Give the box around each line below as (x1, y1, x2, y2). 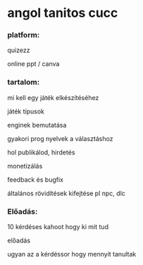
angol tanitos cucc (7, 5, 118, 21)
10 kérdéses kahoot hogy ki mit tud (7, 223, 109, 231)
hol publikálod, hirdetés (7, 148, 75, 156)
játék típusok (7, 107, 44, 116)
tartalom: (7, 78, 40, 87)
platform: (7, 30, 40, 40)
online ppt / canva (7, 60, 60, 68)
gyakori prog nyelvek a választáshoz (7, 134, 113, 142)
